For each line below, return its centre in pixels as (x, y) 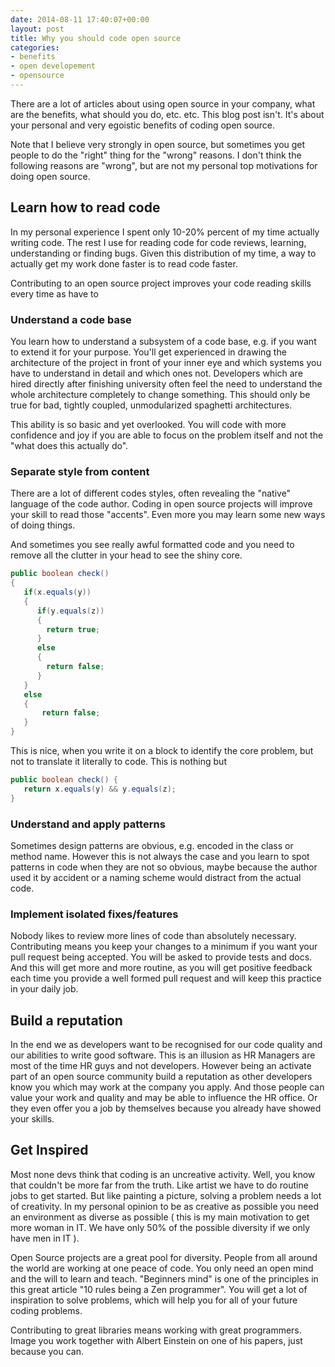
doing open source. (50, 176)
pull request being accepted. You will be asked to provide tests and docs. (161, 957)
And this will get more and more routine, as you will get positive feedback (161, 968)
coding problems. (46, 1310)
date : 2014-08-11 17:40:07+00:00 (80, 19)
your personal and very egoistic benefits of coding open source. (143, 125)
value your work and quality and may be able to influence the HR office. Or (164, 1098)
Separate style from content (80, 471)
